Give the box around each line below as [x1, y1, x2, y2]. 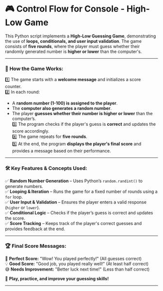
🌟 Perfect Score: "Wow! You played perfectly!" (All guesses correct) [5, 256, 142, 261]
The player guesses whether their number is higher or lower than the [12, 111, 153, 117]
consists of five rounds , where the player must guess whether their [5, 43, 140, 49]
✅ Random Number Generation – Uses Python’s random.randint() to [5, 178, 143, 184]
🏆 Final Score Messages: [5, 243, 66, 250]
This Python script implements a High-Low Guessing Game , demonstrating [5, 33, 156, 39]
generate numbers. [5, 183, 44, 189]
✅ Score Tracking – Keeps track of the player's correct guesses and [5, 220, 142, 226]
